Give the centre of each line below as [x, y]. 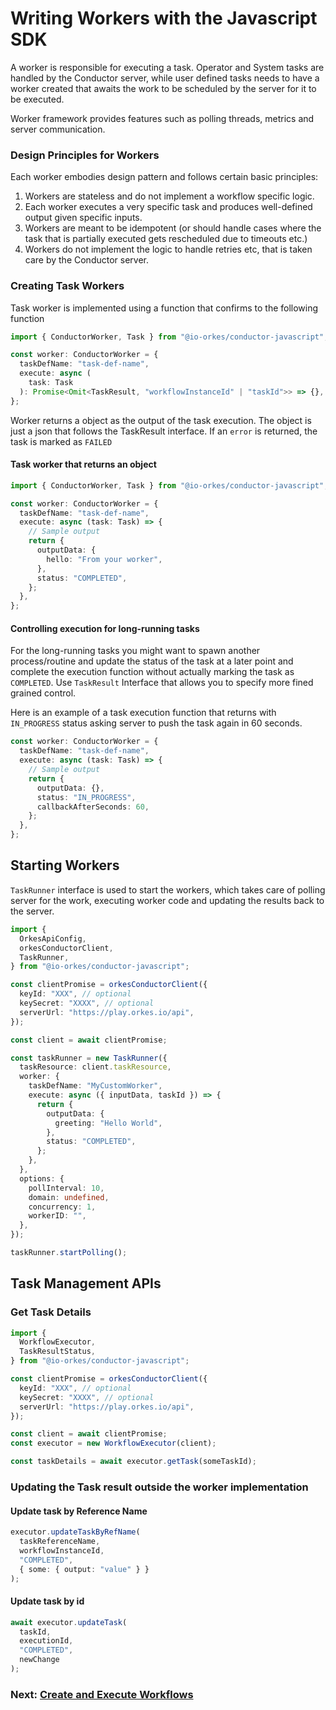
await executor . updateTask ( [69, 1622]
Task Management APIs [86, 1283]
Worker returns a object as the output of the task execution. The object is [161, 420]
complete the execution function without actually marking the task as [152, 672]
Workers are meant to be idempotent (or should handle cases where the [173, 228]
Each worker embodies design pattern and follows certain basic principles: [164, 177]
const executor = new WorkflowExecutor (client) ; [113, 1443]
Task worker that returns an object [83, 464]
